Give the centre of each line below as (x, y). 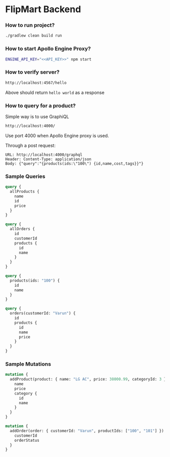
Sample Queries (25, 176)
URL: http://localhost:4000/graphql (44, 155)
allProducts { (25, 192)
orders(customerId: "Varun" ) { (43, 313)
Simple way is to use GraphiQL (37, 117)
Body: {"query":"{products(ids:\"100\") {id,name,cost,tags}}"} (74, 163)
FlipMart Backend (43, 9)
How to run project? (30, 25)
